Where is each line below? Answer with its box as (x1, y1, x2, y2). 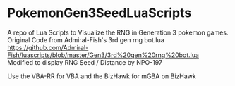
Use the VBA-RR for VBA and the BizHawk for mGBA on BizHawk (7, 72, 196, 80)
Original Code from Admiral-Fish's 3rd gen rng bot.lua (7, 35, 164, 44)
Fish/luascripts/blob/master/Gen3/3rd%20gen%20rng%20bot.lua (7, 51, 200, 59)
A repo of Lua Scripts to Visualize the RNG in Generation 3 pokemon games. (7, 28, 229, 37)
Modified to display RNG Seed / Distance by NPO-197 (7, 58, 163, 66)
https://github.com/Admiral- (7, 43, 89, 51)
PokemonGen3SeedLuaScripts (7, 5, 192, 21)
